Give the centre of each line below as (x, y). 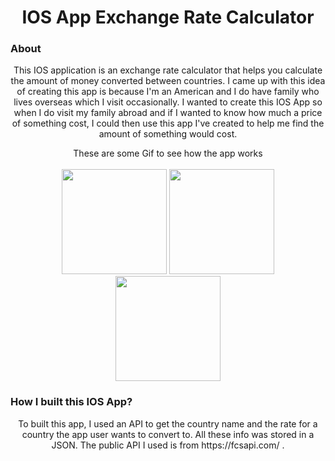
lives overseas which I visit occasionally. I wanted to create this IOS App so (168, 102)
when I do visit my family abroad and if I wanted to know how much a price (168, 113)
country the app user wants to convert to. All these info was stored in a (168, 434)
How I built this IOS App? (71, 402)
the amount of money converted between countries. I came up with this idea (168, 81)
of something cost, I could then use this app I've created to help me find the (168, 123)
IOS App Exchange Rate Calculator (168, 17)
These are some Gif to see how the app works (168, 153)
